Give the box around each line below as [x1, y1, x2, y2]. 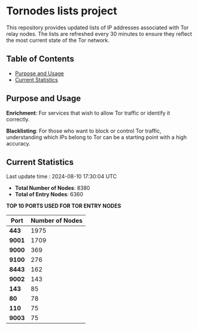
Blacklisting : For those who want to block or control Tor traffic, [6, 127, 162, 134]
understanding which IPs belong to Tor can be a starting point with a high [6, 133, 187, 141]
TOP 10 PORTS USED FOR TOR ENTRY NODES [6, 202, 121, 209]
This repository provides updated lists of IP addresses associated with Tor [6, 24, 189, 31]
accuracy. [6, 140, 31, 147]
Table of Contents [6, 54, 75, 64]
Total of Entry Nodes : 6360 [14, 191, 84, 198]
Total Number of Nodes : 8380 [14, 184, 90, 192]
